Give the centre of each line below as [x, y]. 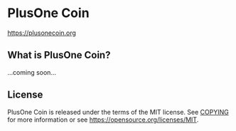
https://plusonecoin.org [42, 33]
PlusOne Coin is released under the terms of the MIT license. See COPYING [118, 112]
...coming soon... [32, 72]
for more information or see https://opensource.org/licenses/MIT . [103, 120]
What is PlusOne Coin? [59, 55]
